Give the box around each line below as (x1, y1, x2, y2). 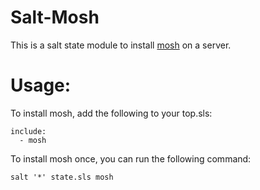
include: (10, 126, 47, 136)
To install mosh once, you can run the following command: (10, 152, 252, 165)
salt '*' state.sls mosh (10, 172, 114, 182)
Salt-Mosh (10, 6, 100, 29)
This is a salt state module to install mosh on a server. (10, 39, 232, 51)
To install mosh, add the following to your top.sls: (10, 107, 213, 119)
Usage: (10, 74, 72, 97)
